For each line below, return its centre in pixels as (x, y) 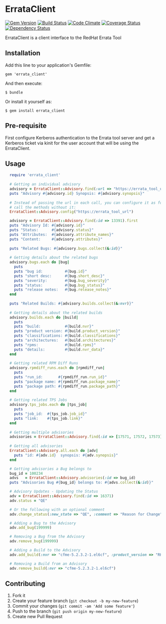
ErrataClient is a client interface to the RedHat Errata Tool (63, 38)
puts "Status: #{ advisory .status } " (52, 230)
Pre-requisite (26, 126)
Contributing (25, 584)
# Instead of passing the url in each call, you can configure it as (83, 203)
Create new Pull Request (37, 617)
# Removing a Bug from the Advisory (47, 537)
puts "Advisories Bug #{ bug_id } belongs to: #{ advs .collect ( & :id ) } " (82, 483)
